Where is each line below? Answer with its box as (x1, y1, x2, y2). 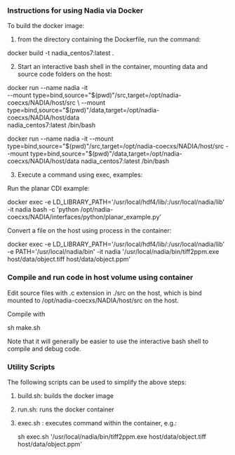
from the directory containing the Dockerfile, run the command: (17, 35, 201, 44)
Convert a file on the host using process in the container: (7, 226, 172, 235)
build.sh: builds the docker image (17, 391, 114, 399)
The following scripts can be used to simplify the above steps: (7, 378, 187, 386)
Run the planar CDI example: (7, 184, 90, 193)
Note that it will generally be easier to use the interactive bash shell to (7, 337, 209, 345)
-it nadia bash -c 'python (7, 205, 79, 214)
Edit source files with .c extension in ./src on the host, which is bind (7, 288, 202, 297)
